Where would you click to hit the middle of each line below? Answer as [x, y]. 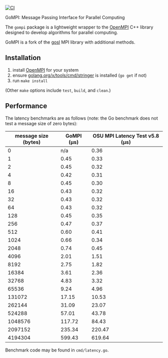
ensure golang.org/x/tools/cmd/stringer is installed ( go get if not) [79, 75]
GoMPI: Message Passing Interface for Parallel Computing [65, 17]
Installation [23, 58]
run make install [30, 81]
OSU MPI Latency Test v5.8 [126, 136]
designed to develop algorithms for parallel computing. [62, 32]
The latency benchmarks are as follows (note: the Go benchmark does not [82, 118]
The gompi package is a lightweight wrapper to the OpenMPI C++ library [79, 27]
